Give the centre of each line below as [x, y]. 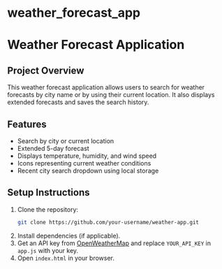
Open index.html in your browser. [66, 258]
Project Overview [46, 70]
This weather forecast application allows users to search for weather [106, 87]
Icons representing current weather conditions [84, 163]
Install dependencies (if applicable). [69, 235]
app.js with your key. [48, 250]
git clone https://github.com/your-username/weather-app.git [108, 222]
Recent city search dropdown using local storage [88, 170]
